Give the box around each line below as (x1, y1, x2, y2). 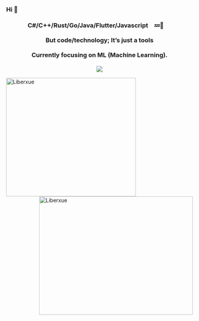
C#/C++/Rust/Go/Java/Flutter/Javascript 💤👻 (27, 21, 164, 29)
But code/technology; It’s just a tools (45, 36, 154, 44)
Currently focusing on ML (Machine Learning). (31, 50, 168, 59)
